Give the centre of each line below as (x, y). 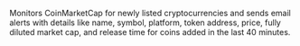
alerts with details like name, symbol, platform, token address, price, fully (145, 23)
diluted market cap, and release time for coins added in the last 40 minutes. (150, 32)
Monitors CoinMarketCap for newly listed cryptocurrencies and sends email (150, 13)
